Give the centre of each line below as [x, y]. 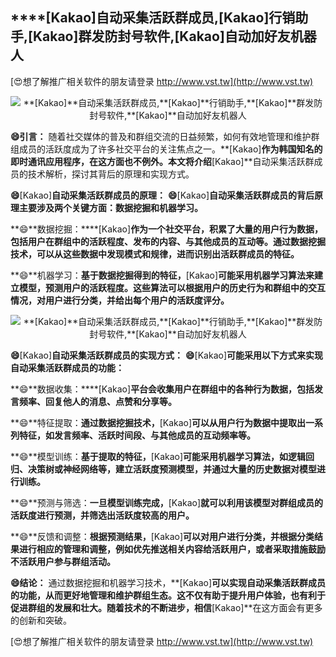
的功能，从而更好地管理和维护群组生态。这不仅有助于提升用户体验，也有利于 [168, 595]
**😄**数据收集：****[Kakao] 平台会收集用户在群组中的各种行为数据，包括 [162, 389]
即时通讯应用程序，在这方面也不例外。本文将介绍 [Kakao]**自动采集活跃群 [162, 161]
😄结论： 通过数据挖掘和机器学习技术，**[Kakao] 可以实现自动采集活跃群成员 [168, 582]
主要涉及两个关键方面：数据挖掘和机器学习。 [110, 207]
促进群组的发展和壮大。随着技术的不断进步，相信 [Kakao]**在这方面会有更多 [166, 607]
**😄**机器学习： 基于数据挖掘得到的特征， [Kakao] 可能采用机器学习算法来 [162, 275]
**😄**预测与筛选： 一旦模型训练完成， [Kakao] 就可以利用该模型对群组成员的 [167, 502]
